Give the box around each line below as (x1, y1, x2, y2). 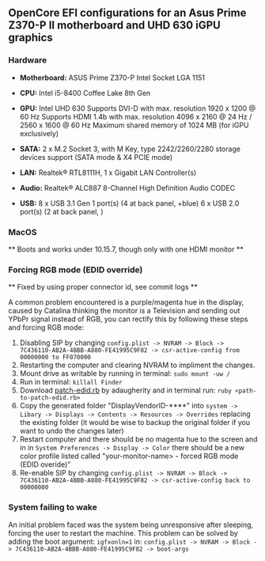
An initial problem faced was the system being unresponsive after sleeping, (8, 520, 254, 529)
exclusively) (19, 128, 59, 138)
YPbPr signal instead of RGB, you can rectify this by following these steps (8, 314, 248, 324)
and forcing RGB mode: (8, 323, 85, 332)
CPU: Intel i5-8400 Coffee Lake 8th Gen (19, 88, 151, 97)
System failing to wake (8, 502, 97, 513)
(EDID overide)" (19, 460, 71, 469)
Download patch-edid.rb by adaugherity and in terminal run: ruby (19, 385, 232, 395)
